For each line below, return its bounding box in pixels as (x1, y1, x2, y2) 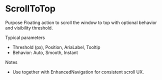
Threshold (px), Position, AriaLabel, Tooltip (12, 44, 101, 50)
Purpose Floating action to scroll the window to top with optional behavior (5, 19, 157, 25)
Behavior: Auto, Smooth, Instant (12, 49, 78, 55)
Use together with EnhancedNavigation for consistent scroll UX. (12, 68, 144, 75)
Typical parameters (5, 34, 45, 40)
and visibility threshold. (5, 24, 53, 30)
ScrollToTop (5, 3, 56, 14)
